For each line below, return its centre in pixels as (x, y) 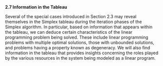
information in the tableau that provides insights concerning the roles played (82, 53)
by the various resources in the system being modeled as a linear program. (81, 58)
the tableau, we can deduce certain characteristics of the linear (69, 32)
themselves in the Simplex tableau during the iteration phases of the (74, 22)
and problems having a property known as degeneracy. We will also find (78, 48)
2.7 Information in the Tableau (36, 7)
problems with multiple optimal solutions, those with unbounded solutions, (80, 43)
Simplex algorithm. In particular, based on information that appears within (79, 27)
